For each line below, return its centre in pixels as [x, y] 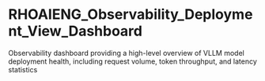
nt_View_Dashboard [75, 31]
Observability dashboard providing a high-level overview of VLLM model [127, 53]
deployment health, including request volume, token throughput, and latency [132, 61]
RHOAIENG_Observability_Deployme [131, 15]
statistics [23, 69]
